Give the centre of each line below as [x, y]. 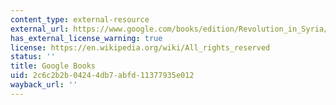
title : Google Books [53, 66]
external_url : [40, 29]
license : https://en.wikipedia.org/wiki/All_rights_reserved [140, 47]
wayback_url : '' [44, 85]
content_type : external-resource [80, 19]
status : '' [33, 57]
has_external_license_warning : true [86, 38]
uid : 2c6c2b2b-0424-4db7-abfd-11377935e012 [102, 76]
